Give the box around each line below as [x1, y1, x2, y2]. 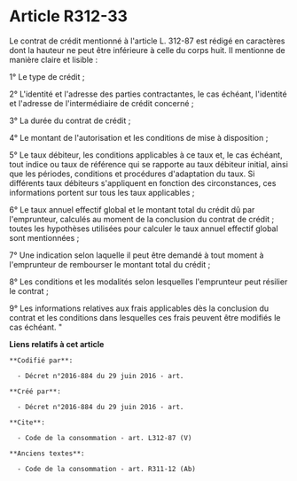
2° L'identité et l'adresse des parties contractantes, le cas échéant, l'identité [9, 89, 287, 99]
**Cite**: [9, 418, 46, 427]
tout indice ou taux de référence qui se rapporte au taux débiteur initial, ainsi [9, 159, 288, 169]
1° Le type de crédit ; [9, 71, 85, 81]
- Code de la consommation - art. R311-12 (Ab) [17, 464, 197, 473]
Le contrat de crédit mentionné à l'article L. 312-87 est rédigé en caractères [9, 35, 285, 46]
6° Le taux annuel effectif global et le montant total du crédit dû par [9, 204, 255, 214]
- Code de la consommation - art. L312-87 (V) [17, 433, 192, 442]
